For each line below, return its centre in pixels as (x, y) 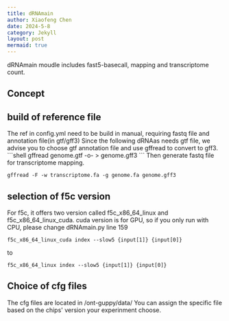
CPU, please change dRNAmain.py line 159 (68, 228)
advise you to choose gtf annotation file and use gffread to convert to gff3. (112, 148)
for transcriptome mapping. (46, 163)
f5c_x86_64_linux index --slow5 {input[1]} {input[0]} (87, 265)
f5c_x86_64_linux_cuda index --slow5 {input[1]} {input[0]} (95, 240)
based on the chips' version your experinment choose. (84, 310)
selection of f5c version (59, 196)
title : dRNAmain (30, 13)
